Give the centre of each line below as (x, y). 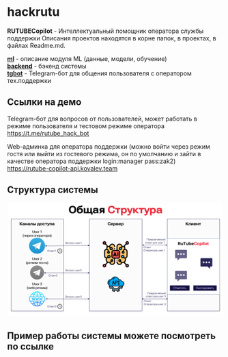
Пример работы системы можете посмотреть (112, 335)
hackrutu (33, 12)
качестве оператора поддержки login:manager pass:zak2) (91, 161)
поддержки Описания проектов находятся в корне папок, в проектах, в (112, 38)
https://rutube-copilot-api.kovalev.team (62, 168)
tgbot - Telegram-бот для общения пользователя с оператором (100, 73)
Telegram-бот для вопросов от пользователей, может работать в (102, 119)
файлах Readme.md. (37, 45)
